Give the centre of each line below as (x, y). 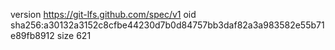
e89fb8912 (32, 35)
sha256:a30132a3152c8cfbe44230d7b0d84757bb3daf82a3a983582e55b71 (167, 25)
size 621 (74, 35)
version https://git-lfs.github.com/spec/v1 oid (103, 14)
